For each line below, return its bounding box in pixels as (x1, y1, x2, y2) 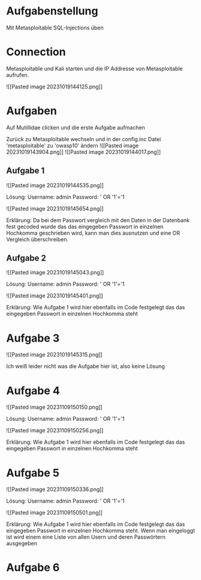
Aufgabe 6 (6, 561, 60, 575)
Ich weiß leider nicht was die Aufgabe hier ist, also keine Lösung (6, 363, 165, 370)
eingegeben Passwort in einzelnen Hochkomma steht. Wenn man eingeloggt (6, 527, 195, 534)
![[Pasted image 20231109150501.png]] (6, 509, 103, 516)
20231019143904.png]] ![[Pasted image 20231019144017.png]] (6, 148, 161, 156)
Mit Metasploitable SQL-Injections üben (6, 24, 104, 31)
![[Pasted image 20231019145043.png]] (6, 269, 104, 276)
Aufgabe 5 (6, 466, 60, 480)
